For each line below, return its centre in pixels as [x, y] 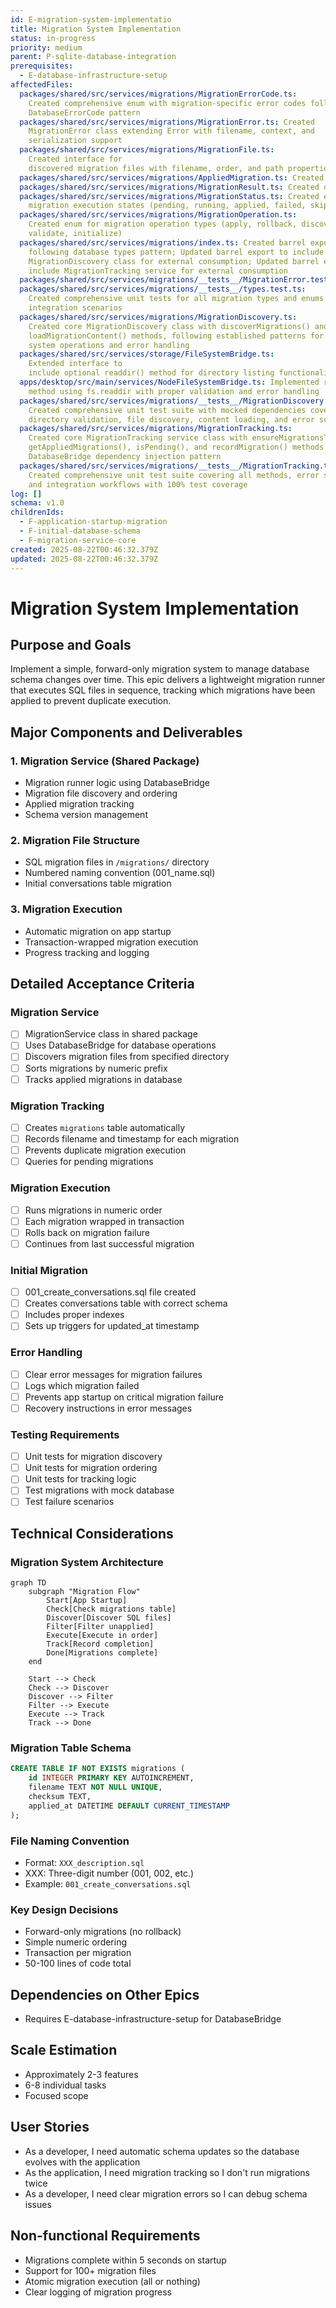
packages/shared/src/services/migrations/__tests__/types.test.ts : [163, 289]
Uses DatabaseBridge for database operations [120, 1045]
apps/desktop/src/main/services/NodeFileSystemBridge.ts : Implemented [169, 382]
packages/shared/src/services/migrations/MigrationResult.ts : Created [169, 187]
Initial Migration [49, 1270]
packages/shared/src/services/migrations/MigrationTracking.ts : [156, 429]
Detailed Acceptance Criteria [102, 984]
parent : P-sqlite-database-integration [93, 57]
